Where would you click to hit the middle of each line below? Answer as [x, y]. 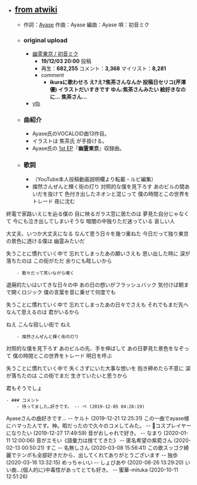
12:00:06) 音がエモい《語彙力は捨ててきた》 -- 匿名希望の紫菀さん [92, 440]
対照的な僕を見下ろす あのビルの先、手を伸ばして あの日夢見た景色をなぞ [95, 348]
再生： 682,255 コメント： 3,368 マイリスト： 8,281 [103, 69]
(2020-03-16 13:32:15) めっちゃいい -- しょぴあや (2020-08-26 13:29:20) [95, 462]
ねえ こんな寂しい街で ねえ [39, 324]
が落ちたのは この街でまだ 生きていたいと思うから [67, 376]
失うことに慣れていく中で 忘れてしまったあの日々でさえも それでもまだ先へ [98, 304]
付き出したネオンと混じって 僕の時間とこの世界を [130, 194]
